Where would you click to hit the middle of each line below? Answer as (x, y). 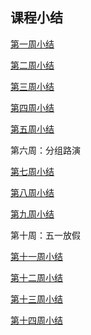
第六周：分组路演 (45, 150)
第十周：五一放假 (45, 235)
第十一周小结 (36, 256)
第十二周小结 (36, 277)
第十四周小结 (36, 320)
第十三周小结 (36, 299)
